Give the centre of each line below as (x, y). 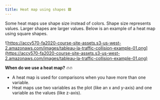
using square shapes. (26, 33)
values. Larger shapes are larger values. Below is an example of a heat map (80, 28)
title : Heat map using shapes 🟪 (38, 9)
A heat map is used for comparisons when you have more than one (79, 77)
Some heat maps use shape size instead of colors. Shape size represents (78, 23)
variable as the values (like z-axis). (47, 93)
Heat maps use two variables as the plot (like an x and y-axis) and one (82, 87)
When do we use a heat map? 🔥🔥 (39, 68)
